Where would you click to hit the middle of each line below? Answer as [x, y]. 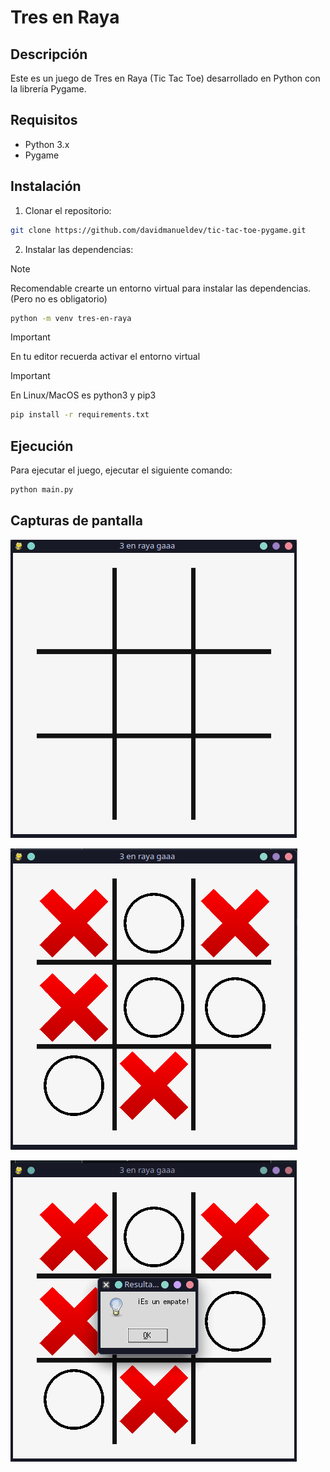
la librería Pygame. [48, 89]
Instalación [46, 186]
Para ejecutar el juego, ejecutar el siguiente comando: [121, 470]
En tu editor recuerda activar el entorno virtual [105, 357]
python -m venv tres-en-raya [71, 318]
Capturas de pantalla [76, 521]
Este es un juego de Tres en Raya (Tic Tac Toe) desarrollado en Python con [165, 78]
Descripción [49, 54]
